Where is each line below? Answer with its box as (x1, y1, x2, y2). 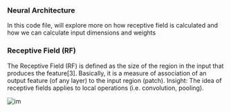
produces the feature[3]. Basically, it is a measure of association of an (7, 68, 207, 77)
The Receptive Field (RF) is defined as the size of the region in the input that (7, 62, 224, 70)
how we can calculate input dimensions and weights (7, 28, 156, 37)
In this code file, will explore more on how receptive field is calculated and (7, 21, 219, 30)
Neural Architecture (7, 6, 75, 15)
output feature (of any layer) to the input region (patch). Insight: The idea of (7, 76, 223, 84)
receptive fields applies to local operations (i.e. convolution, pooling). (7, 84, 204, 92)
